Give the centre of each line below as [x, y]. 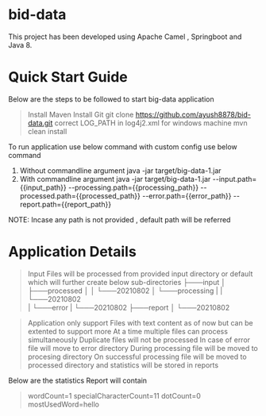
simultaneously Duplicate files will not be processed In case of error [139, 340]
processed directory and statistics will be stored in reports [123, 365]
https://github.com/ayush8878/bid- [193, 114]
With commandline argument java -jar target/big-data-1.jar [115, 179]
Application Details [72, 252]
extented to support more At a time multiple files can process [128, 331]
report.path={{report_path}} [66, 204]
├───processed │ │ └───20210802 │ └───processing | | [125, 291]
